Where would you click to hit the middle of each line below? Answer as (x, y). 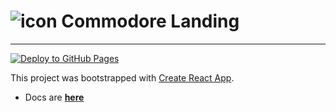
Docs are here (54, 97)
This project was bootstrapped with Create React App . (122, 77)
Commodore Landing (150, 21)
